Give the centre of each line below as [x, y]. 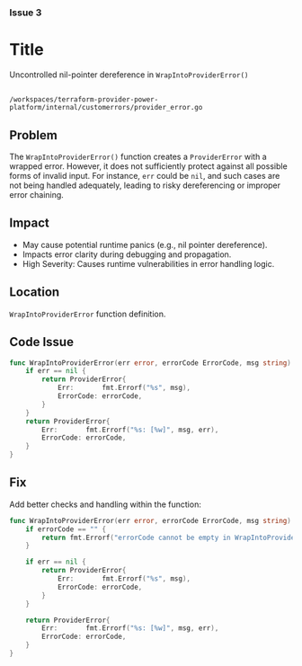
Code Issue [42, 342]
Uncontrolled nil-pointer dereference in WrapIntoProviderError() [129, 75]
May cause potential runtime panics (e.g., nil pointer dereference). [145, 244]
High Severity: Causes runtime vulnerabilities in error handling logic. [148, 263]
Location [35, 293]
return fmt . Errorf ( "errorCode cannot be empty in [136, 537]
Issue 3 [26, 13]
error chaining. [37, 195]
